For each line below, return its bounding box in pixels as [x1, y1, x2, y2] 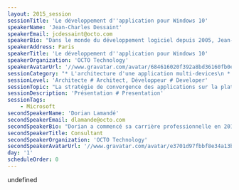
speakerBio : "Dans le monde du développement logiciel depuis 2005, [7, 37, 215, 44]
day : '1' [7, 149, 33, 157]
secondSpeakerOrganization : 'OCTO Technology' [7, 136, 148, 143]
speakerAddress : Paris [7, 43, 75, 51]
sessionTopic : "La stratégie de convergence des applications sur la [7, 83, 218, 90]
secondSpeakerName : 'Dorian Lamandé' [7, 110, 119, 117]
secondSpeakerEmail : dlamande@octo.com [7, 116, 126, 123]
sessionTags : [7, 97, 46, 104]
